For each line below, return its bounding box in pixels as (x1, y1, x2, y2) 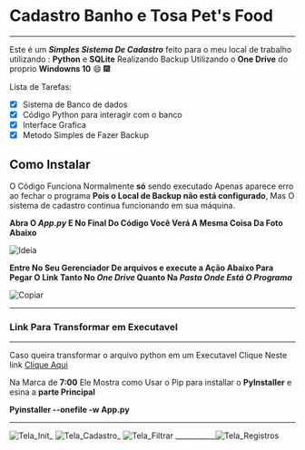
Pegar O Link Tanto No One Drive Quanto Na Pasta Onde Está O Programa (9, 272, 293, 282)
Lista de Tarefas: (9, 81, 73, 92)
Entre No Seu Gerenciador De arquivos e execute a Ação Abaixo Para (9, 262, 274, 273)
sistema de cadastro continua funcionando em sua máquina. (9, 201, 236, 210)
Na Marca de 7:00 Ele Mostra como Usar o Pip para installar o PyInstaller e (9, 377, 292, 388)
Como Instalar (9, 156, 91, 172)
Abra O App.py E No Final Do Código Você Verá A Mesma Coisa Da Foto (9, 218, 283, 228)
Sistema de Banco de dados (22, 99, 128, 110)
